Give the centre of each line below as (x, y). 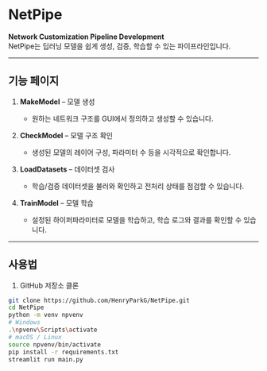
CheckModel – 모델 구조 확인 (66, 135)
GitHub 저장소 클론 (49, 285)
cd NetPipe (26, 307)
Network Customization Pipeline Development (86, 37)
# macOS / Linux (35, 337)
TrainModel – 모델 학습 (56, 203)
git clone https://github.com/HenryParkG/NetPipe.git (99, 300)
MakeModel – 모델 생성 (57, 102)
